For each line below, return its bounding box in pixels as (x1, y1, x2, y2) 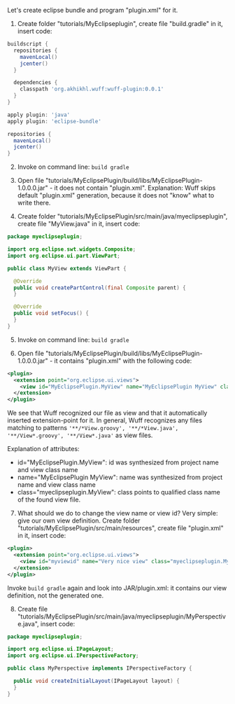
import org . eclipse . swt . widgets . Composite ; (7, 246, 136, 253)
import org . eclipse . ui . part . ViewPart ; (7, 252, 120, 259)
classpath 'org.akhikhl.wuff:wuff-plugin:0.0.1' (20, 85, 164, 93)
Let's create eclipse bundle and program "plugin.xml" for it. (7, 6, 178, 14)
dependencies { (13, 79, 58, 86)
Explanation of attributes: (7, 445, 80, 453)
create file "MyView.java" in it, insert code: (17, 220, 141, 228)
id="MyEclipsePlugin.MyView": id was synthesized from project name (17, 458, 219, 467)
